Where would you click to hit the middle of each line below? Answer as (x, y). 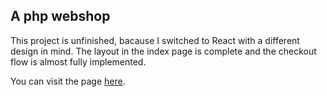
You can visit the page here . (68, 81)
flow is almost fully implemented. (78, 61)
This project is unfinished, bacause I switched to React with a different (155, 40)
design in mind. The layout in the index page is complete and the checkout (163, 51)
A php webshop (60, 16)
